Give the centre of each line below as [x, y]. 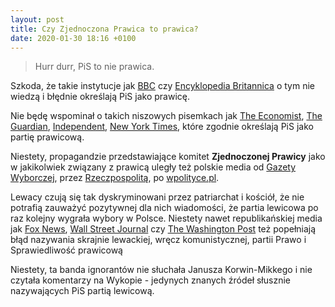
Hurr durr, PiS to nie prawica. [94, 67]
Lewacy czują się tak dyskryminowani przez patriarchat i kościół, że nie [157, 197]
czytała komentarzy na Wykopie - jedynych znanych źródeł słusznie [150, 280]
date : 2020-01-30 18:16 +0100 [73, 38]
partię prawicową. [47, 137]
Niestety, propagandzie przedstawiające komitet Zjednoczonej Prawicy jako [168, 157]
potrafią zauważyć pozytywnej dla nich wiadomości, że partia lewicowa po [164, 208]
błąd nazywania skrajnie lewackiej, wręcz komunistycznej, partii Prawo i [158, 240]
